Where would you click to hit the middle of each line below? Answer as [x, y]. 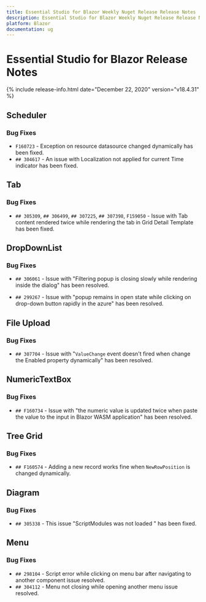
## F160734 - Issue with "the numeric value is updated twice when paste [106, 410]
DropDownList [34, 248]
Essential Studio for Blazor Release [97, 59]
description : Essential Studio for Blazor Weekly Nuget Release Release [101, 18]
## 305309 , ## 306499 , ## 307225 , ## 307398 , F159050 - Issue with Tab [101, 216]
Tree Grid [25, 436]
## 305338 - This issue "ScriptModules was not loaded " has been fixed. [106, 524]
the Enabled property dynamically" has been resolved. [84, 360]
